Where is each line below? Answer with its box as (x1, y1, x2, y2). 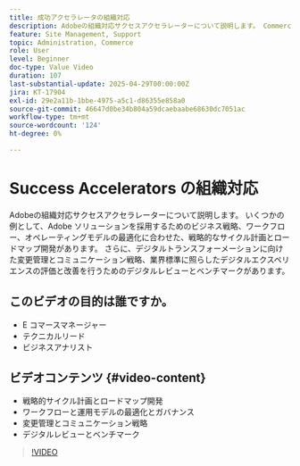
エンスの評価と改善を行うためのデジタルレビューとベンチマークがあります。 (9, 265, 290, 276)
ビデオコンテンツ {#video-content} (9, 370, 207, 386)
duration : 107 (9, 71, 62, 80)
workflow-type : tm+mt (9, 112, 90, 121)
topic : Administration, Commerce (9, 37, 134, 47)
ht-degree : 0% (9, 129, 62, 138)
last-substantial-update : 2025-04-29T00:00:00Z (9, 79, 190, 88)
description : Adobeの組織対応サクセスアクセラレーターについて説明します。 (9, 21, 260, 30)
